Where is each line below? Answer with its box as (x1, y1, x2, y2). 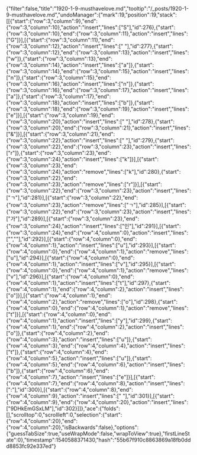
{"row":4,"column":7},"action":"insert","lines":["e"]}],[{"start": (6, 373, 156, 381)
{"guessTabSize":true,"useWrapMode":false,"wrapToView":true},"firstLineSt (6, 430, 190, 437)
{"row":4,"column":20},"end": (6, 418, 78, 424)
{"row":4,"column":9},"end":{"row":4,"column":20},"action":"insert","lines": (6, 399, 189, 405)
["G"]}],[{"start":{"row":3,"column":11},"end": (6, 37, 115, 43)
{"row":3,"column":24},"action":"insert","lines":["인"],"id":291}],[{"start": (6, 223, 182, 229)
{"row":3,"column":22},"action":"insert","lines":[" (6, 137, 125, 144)
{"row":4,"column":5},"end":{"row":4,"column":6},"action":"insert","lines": (6, 361, 185, 368)
